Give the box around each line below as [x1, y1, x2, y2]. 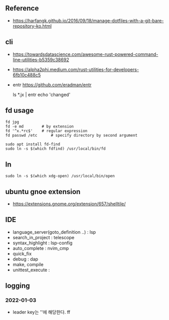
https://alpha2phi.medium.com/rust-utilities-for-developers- [12, 66, 139, 73]
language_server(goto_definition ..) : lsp [12, 229, 96, 235]
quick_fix [12, 250, 32, 257]
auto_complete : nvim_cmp [12, 245, 69, 251]
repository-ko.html [12, 23, 52, 29]
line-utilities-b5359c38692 [12, 56, 70, 62]
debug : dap [12, 256, 38, 262]
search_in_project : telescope [12, 234, 75, 240]
